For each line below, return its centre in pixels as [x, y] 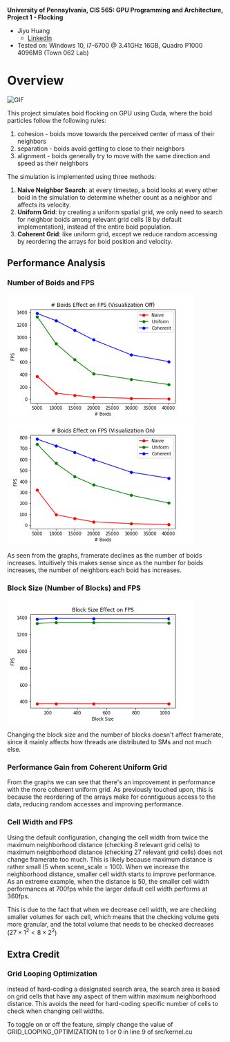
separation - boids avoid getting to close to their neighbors [101, 149]
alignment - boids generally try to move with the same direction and [114, 155]
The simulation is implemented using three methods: [82, 176]
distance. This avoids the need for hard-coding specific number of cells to [113, 1003]
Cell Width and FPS [40, 822]
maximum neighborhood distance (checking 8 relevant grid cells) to [104, 844]
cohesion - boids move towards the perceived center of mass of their [116, 133]
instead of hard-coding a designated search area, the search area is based [114, 989]
